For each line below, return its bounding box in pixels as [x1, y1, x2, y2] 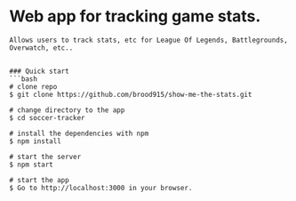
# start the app [9, 175, 69, 184]
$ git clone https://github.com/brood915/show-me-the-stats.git [9, 90, 252, 99]
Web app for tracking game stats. [9, 6, 261, 27]
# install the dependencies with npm [9, 129, 149, 138]
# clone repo [9, 82, 58, 91]
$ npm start [9, 160, 53, 169]
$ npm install [9, 136, 62, 146]
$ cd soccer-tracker [9, 113, 86, 122]
